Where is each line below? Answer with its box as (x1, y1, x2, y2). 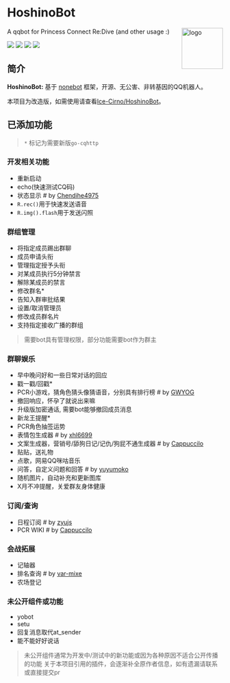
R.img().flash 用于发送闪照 (16, 208, 94, 216)
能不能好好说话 (16, 636, 60, 645)
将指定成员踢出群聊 (16, 244, 72, 253)
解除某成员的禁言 (16, 279, 66, 287)
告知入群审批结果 (16, 296, 66, 304)
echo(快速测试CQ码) (16, 183, 75, 191)
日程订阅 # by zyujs (16, 518, 73, 526)
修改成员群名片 (16, 313, 60, 321)
